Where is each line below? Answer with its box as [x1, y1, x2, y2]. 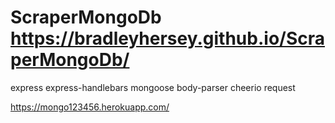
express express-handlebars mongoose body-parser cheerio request [10, 81, 296, 93]
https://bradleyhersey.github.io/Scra [10, 27, 326, 50]
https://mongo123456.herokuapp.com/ [10, 101, 170, 113]
